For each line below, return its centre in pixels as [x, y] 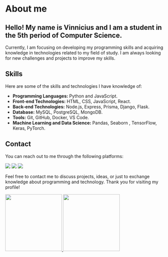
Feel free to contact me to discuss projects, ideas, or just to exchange [77, 176]
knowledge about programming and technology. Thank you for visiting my [82, 182]
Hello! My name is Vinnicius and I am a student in [83, 28]
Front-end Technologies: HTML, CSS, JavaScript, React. [72, 101]
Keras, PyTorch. [29, 128]
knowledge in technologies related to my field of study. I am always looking [83, 53]
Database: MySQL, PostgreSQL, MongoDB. [58, 112]
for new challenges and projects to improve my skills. [60, 58]
